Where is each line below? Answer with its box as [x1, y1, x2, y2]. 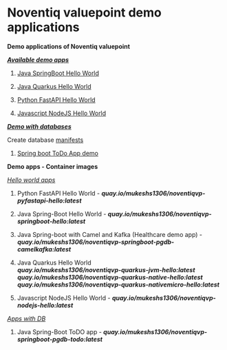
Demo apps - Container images [7, 162, 98, 170]
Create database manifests [7, 136, 84, 144]
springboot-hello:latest [17, 217, 86, 225]
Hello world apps [7, 176, 56, 184]
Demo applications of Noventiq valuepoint [7, 42, 131, 50]
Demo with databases [7, 122, 72, 130]
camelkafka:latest [17, 245, 72, 253]
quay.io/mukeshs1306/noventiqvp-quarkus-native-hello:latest [17, 273, 203, 281]
